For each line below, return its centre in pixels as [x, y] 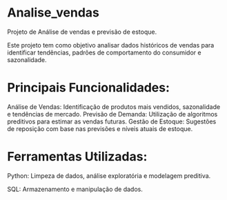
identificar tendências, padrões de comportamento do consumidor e [104, 52]
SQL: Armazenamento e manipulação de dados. [75, 189]
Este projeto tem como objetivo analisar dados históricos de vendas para [111, 45]
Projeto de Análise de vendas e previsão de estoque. [82, 32]
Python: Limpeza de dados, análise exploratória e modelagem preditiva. [109, 176]
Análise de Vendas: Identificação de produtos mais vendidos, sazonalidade [114, 107]
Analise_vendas [53, 13]
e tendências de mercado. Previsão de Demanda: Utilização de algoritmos [112, 114]
